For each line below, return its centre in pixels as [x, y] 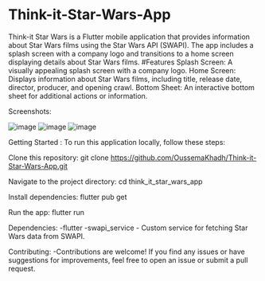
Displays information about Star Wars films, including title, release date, [125, 79]
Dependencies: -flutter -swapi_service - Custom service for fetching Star [128, 228]
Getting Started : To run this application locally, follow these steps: [117, 142]
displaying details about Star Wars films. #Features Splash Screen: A [121, 62]
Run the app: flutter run [47, 212]
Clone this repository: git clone [58, 158]
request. [22, 268]
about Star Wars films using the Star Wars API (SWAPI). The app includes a [131, 45]
